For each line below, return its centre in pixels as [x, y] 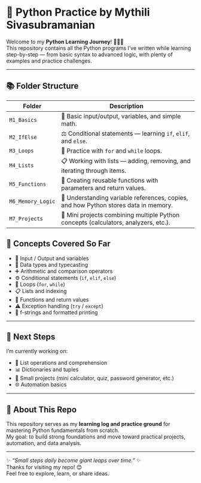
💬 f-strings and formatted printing [56, 312]
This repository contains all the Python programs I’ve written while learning [99, 48]
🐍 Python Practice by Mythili [78, 12]
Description [127, 106]
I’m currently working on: [37, 351]
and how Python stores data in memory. [117, 205]
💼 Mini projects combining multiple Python [120, 214]
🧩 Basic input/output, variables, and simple [121, 116]
